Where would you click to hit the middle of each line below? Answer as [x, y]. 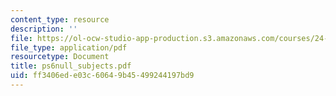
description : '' [44, 29]
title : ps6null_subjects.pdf [71, 66]
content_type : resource [60, 19]
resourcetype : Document [60, 57]
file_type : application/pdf [69, 47]
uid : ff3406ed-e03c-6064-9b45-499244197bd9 [102, 76]
